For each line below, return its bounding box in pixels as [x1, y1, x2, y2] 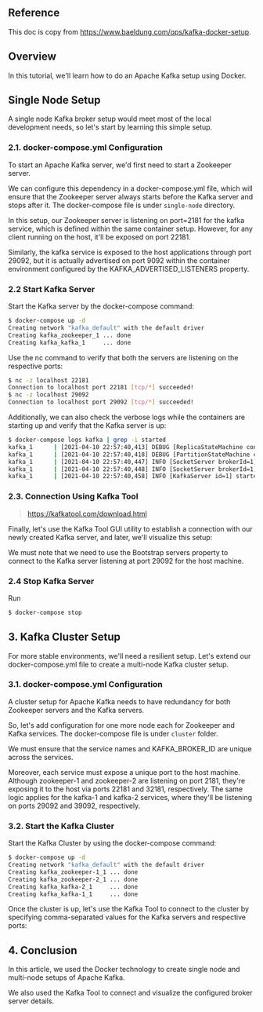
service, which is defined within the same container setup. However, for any [8, 224, 253, 233]
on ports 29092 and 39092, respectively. [8, 801, 141, 810]
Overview [8, 50, 57, 64]
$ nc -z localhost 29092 [8, 391, 89, 399]
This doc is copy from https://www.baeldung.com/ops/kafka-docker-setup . [8, 27, 252, 36]
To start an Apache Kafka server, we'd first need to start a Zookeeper [8, 160, 232, 170]
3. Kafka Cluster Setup [8, 630, 121, 644]
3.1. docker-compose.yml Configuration [8, 679, 163, 690]
